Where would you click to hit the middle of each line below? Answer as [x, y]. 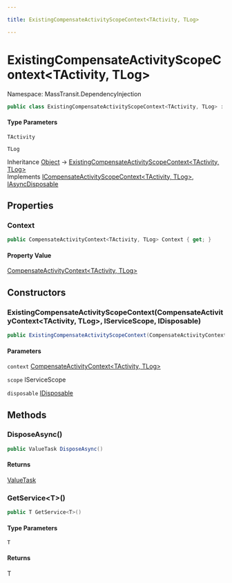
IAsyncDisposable [33, 183]
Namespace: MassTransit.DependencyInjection [74, 93]
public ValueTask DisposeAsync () [55, 449]
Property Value [29, 255]
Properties [30, 206]
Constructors [37, 293]
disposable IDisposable [40, 393]
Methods [27, 415]
